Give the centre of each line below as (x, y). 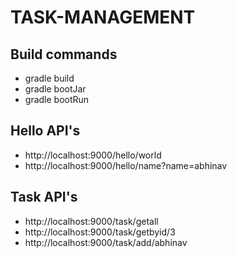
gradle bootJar (55, 89)
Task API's (44, 197)
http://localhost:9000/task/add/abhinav (106, 242)
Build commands (64, 54)
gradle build (49, 78)
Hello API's (45, 131)
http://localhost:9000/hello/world (93, 155)
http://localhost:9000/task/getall (91, 221)
